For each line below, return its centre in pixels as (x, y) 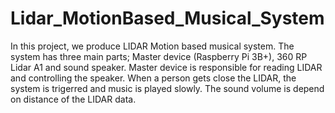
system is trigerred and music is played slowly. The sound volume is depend (167, 88)
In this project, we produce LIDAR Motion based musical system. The (152, 46)
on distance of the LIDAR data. (73, 99)
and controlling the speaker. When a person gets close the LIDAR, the (153, 78)
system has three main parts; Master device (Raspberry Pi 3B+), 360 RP (159, 56)
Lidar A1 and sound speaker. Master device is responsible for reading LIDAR (166, 67)
